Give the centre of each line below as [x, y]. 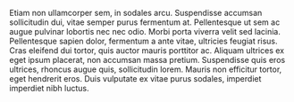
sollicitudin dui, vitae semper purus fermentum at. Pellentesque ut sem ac [145, 22]
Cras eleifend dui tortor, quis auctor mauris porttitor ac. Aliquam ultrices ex [147, 51]
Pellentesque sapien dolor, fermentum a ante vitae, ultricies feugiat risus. [144, 41]
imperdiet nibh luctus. [49, 88]
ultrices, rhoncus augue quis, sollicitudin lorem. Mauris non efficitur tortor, [146, 69]
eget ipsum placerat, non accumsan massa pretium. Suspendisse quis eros [147, 60]
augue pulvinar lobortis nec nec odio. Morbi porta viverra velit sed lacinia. [145, 31]
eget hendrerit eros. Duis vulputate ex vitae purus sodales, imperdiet [135, 78]
